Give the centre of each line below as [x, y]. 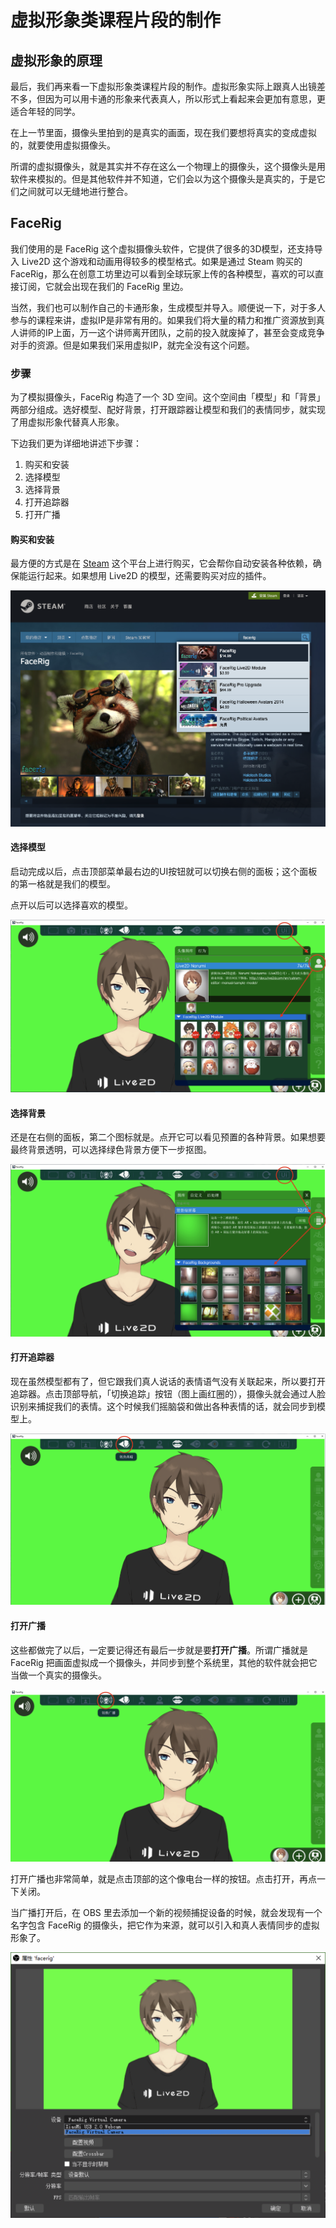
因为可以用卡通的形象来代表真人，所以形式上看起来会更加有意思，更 [185, 99]
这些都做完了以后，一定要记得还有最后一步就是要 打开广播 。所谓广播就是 [159, 1650]
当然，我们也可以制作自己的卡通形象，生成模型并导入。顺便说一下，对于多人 [168, 307]
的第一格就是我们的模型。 [63, 883]
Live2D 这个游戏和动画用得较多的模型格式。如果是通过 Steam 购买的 [162, 261]
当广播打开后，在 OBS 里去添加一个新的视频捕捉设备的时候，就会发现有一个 [166, 1913]
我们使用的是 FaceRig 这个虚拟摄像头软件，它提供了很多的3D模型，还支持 [162, 248]
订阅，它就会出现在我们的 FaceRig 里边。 [103, 286]
